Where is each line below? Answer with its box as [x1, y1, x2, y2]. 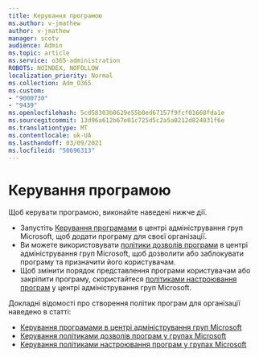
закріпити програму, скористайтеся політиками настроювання [19, 274, 237, 284]
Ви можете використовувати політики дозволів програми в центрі [19, 240, 248, 250]
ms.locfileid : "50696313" [8, 146, 95, 154]
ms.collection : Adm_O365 [8, 79, 92, 87]
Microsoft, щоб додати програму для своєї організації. [19, 232, 208, 241]
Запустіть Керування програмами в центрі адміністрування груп [19, 223, 244, 233]
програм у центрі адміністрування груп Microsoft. [19, 283, 191, 293]
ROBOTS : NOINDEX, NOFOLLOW [8, 64, 99, 72]
